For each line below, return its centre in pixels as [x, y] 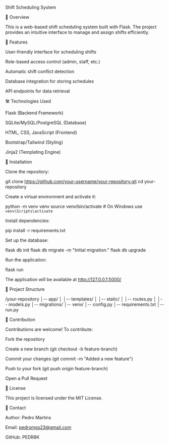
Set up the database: [27, 240]
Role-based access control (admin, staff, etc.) [53, 62]
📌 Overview [17, 17]
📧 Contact [16, 408]
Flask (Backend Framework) [35, 113]
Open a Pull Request [26, 378]
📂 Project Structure [25, 289]
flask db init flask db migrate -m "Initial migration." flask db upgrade [76, 250]
